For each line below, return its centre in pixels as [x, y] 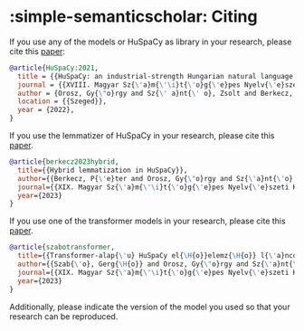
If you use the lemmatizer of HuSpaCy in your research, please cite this [142, 136]
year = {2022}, [46, 110]
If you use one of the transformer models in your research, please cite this [148, 221]
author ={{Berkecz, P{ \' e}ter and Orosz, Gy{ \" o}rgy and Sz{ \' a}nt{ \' [151, 178]
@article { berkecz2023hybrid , [64, 162]
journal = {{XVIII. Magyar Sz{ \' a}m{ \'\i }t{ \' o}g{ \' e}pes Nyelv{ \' [147, 85]
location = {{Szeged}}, [62, 101]
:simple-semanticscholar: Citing [133, 17]
